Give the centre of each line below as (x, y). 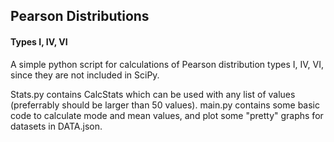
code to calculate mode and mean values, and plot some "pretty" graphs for (167, 115)
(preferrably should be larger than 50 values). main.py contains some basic (165, 105)
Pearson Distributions (80, 16)
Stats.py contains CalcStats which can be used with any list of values (153, 94)
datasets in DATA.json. (56, 126)
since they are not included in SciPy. (85, 75)
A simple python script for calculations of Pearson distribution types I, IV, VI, (167, 64)
